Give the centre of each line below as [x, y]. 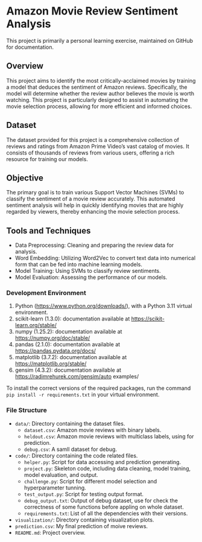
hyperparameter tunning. [55, 488]
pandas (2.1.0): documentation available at [68, 345]
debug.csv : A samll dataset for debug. [71, 449]
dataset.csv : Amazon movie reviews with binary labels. [93, 430]
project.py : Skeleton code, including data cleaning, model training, [107, 468]
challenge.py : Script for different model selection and [90, 481]
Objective [25, 178]
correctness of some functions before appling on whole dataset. [104, 507]
